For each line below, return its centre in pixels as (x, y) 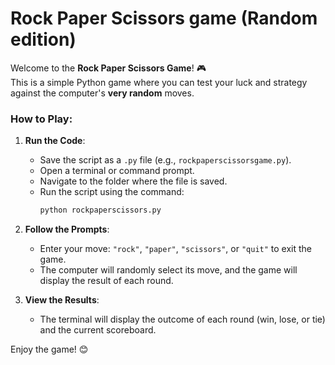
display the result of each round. (106, 281)
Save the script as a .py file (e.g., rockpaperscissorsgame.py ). (165, 160)
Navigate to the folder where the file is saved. (133, 181)
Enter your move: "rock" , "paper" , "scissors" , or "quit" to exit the (175, 249)
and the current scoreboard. (98, 330)
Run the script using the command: (112, 192)
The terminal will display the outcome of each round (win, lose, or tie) (182, 319)
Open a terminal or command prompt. (117, 171)
